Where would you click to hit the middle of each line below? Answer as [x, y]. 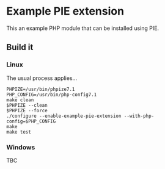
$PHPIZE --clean [27, 105]
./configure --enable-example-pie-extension [64, 116]
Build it [20, 47]
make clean [20, 100]
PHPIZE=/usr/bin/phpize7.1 [41, 89]
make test [19, 132]
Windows [21, 147]
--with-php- [139, 116]
